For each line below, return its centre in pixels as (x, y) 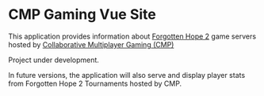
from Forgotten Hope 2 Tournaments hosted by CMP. (95, 83)
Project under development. (54, 60)
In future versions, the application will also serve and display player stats (127, 75)
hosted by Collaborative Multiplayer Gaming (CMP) (91, 44)
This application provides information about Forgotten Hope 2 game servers (132, 36)
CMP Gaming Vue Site (82, 15)
